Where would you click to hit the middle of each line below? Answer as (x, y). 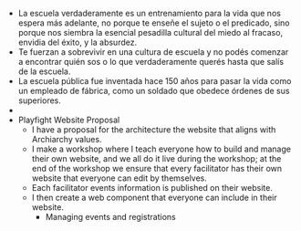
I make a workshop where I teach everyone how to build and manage (161, 149)
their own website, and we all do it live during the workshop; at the (156, 158)
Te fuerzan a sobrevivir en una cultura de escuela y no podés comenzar (153, 52)
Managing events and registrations (110, 217)
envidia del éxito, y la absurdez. (78, 42)
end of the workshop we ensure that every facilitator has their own (157, 168)
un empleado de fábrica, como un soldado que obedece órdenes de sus (154, 91)
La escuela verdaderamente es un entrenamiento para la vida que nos (149, 13)
